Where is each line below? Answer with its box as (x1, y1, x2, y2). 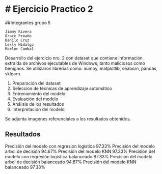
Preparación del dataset (12, 80, 61, 86)
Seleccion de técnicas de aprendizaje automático (12, 85, 112, 91)
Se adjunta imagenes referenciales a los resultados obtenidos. (5, 116, 131, 121)
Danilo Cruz (5, 38, 29, 43)
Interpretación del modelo (12, 106, 65, 112)
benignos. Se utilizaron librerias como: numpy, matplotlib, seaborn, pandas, (5, 65, 158, 71)
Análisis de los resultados (12, 101, 64, 107)
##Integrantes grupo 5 (5, 20, 51, 26)
